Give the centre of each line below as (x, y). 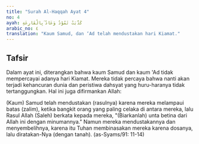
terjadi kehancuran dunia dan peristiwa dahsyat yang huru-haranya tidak (96, 84)
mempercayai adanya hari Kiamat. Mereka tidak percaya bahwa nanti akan (98, 79)
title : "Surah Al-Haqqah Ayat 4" (48, 12)
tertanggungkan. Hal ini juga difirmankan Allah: (64, 91)
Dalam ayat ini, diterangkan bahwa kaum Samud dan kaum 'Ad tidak (90, 72)
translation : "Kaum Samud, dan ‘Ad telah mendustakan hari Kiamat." (93, 34)
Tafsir (17, 58)
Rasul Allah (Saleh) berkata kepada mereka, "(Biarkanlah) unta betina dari (97, 115)
